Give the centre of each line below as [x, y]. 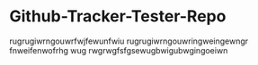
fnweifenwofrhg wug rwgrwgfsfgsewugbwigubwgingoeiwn [119, 50]
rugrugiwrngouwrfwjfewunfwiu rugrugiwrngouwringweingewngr [129, 41]
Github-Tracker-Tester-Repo [118, 16]
